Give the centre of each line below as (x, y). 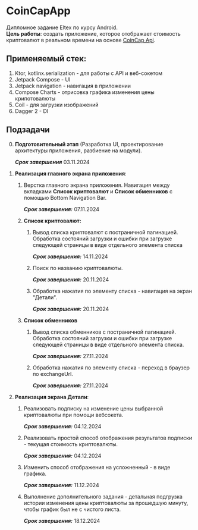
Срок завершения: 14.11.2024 (70, 256)
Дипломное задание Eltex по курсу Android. (62, 27)
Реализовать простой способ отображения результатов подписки (108, 438)
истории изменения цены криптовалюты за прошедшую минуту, (106, 503)
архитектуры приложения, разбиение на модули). (78, 150)
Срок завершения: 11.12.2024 (61, 485)
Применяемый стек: (46, 59)
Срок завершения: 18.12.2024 (62, 520)
